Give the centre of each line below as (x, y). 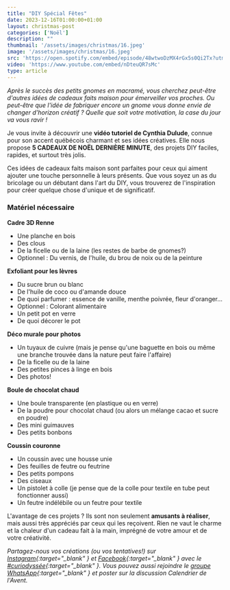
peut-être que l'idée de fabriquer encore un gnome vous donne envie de (109, 105)
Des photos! (34, 376)
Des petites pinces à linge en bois (65, 369)
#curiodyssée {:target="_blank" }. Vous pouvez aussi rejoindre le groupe (109, 565)
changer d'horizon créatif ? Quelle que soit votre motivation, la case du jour (114, 112)
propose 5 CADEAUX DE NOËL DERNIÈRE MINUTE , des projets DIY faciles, (113, 147)
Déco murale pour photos (44, 334)
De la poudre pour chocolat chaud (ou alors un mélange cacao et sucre (118, 410)
